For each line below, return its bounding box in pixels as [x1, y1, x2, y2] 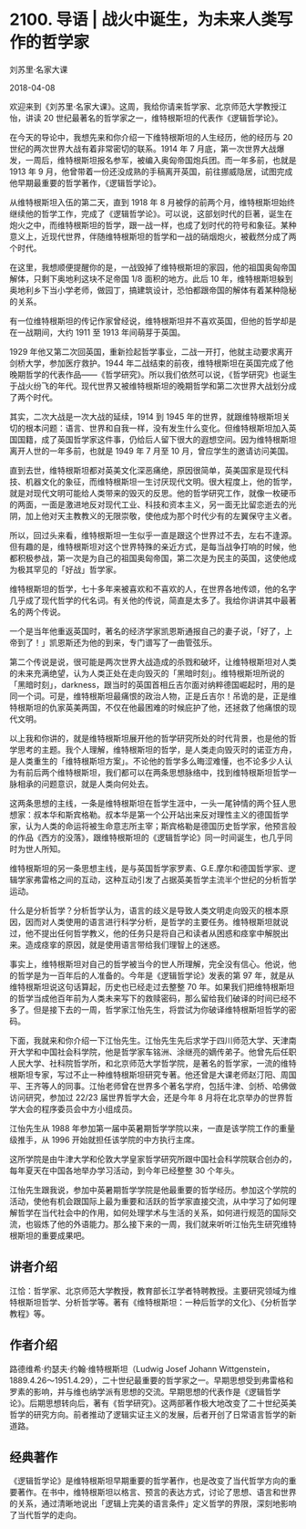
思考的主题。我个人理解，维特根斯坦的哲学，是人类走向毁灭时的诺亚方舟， [16, 744, 297, 754]
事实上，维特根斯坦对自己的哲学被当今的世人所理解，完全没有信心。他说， [9, 958, 289, 969]
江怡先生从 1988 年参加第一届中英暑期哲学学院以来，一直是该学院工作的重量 [9, 1122, 296, 1133]
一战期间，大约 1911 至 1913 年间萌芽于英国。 [16, 327, 186, 338]
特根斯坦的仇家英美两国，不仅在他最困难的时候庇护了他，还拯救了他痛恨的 [9, 702, 289, 712]
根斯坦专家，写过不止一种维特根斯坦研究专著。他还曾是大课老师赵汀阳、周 [9, 1069, 289, 1080]
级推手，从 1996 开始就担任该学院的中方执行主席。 [9, 1134, 200, 1145]
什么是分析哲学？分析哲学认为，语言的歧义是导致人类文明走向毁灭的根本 [9, 905, 280, 916]
